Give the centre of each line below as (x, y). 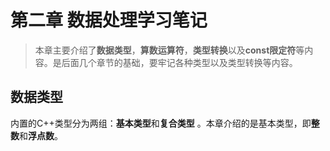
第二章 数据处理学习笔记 (109, 20)
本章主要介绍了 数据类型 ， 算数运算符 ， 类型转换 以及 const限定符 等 (169, 50)
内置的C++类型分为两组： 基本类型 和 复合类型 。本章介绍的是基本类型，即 (161, 123)
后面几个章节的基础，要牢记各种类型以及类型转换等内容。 (179, 62)
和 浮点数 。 (41, 135)
